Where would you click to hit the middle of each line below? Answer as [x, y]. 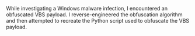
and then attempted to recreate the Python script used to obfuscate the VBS [98, 21]
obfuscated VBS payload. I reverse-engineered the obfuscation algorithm [94, 15]
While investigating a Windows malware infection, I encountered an [87, 8]
